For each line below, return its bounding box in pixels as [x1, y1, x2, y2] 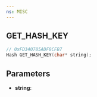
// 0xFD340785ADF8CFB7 [6, 46, 62, 52]
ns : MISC [6, 8, 28, 15]
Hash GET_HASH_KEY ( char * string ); [6, 52, 92, 58]
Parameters [6, 68, 51, 79]
